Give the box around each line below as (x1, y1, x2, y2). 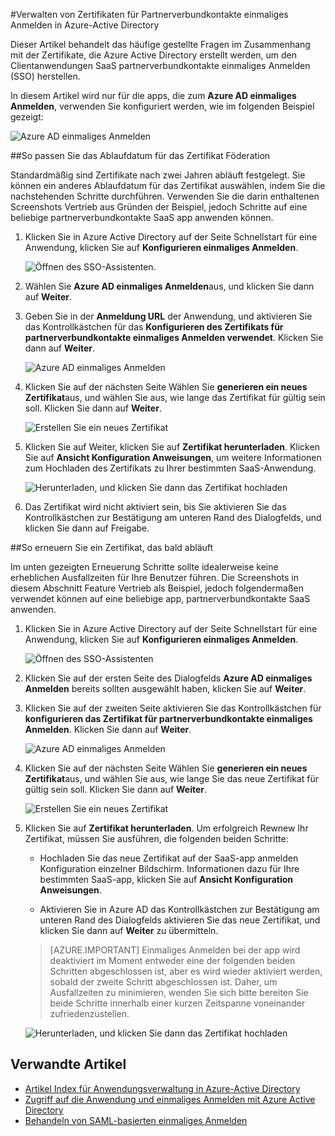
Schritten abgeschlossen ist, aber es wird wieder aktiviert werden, (49, 965, 323, 977)
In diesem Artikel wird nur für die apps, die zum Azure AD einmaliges (10, 90, 297, 101)
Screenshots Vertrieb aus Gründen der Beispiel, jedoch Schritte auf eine (10, 201, 308, 213)
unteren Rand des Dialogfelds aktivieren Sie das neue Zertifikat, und (39, 914, 321, 926)
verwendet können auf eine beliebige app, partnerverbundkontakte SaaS (10, 593, 311, 604)
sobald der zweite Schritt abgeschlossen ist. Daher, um (49, 976, 278, 988)
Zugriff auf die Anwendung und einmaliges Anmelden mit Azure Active (24, 1093, 316, 1105)
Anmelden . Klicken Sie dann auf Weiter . (24, 724, 192, 735)
